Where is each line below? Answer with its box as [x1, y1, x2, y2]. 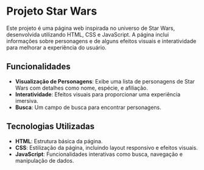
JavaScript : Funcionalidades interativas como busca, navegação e [15, 151, 183, 158]
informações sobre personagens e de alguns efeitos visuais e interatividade [6, 37, 197, 44]
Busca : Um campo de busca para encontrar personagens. [15, 104, 161, 111]
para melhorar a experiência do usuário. [6, 44, 107, 51]
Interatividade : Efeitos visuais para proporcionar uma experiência [15, 90, 181, 98]
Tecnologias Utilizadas [6, 121, 95, 132]
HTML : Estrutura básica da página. [15, 137, 103, 144]
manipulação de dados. [15, 157, 74, 164]
